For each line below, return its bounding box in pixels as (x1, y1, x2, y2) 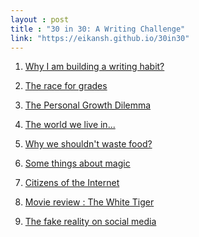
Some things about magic (24, 157, 131, 170)
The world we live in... (24, 119, 116, 131)
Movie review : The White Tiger (24, 196, 155, 208)
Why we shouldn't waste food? (24, 138, 153, 150)
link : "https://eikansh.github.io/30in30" (10, 33, 190, 43)
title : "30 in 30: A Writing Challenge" (10, 24, 186, 34)
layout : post (10, 14, 70, 25)
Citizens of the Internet (24, 177, 120, 189)
